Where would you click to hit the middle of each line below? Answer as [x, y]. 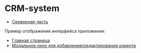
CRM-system [32, 8]
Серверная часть [30, 22]
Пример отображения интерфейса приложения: [55, 31]
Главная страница [31, 40]
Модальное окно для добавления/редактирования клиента [74, 45]
